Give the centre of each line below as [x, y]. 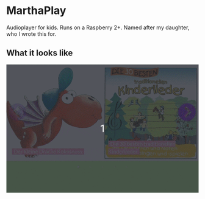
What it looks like [40, 53]
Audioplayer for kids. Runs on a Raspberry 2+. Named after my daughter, [98, 27]
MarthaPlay [36, 11]
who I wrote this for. [31, 33]
